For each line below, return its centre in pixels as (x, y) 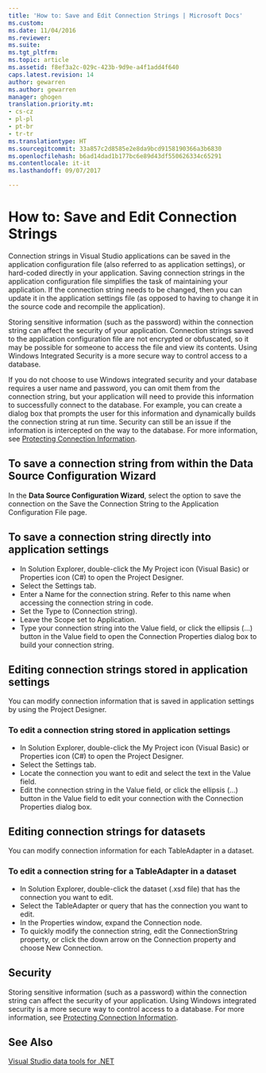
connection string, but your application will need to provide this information (131, 396)
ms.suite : (25, 45)
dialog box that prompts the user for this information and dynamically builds (132, 413)
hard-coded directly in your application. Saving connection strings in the (127, 273)
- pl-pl (21, 119)
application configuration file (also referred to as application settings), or (127, 264)
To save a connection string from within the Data (131, 464)
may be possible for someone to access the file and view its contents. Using (133, 347)
